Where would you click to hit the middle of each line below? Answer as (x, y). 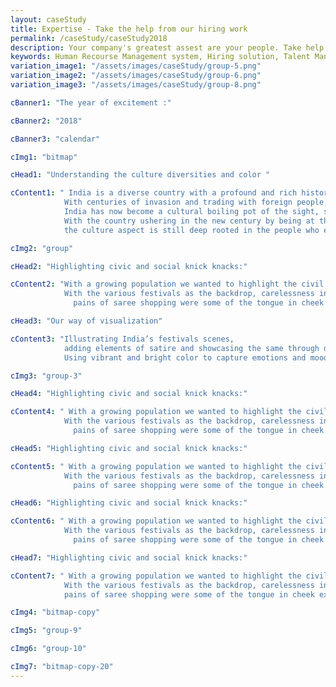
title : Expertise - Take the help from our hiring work (129, 29)
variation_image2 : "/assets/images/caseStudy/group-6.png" (136, 76)
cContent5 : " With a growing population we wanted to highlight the (156, 466)
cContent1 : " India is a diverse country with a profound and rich (154, 193)
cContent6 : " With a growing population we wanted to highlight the (156, 521)
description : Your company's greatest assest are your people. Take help (167, 47)
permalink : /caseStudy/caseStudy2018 (89, 38)
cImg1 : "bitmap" (44, 157)
